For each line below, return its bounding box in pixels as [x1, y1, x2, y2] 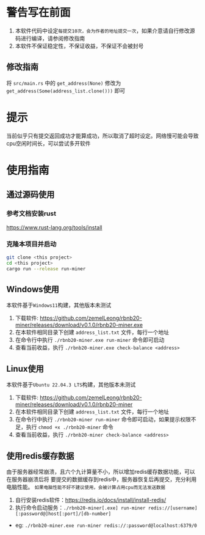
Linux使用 [6, 363, 44, 374]
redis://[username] [148, 505, 198, 511]
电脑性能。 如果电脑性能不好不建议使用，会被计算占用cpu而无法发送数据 [6, 483, 166, 490]
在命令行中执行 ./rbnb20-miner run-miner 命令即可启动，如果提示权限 [15, 416, 191, 423]
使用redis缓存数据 [6, 451, 74, 461]
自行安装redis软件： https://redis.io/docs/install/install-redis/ [15, 496, 167, 503]
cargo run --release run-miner [6, 265, 86, 272]
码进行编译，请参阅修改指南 [15, 34, 85, 42]
